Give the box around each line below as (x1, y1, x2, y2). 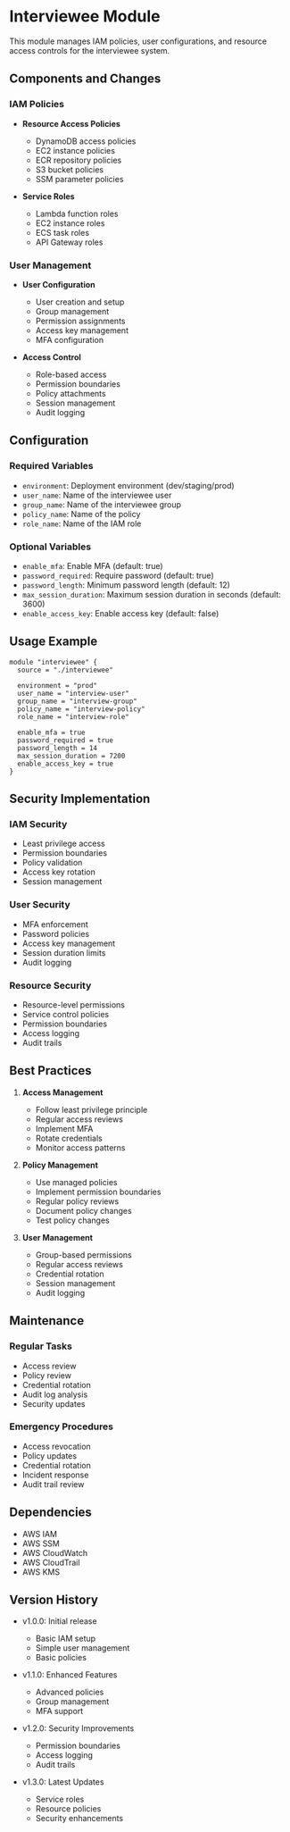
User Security (9, 899, 71, 911)
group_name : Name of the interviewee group (21, 498, 181, 510)
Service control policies (21, 1009, 110, 1019)
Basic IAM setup (35, 1633, 96, 1644)
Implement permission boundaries (35, 1186, 162, 1197)
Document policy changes (35, 1205, 132, 1216)
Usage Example (9, 634, 98, 649)
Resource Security (9, 979, 92, 991)
